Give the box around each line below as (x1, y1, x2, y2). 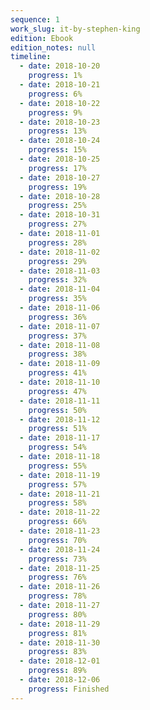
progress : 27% (28, 219, 87, 230)
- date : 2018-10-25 (19, 154, 101, 164)
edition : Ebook (10, 33, 74, 43)
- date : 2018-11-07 (19, 321, 101, 331)
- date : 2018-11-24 (19, 544, 101, 555)
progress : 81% (28, 628, 87, 638)
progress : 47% (28, 386, 87, 396)
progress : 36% (28, 312, 87, 322)
